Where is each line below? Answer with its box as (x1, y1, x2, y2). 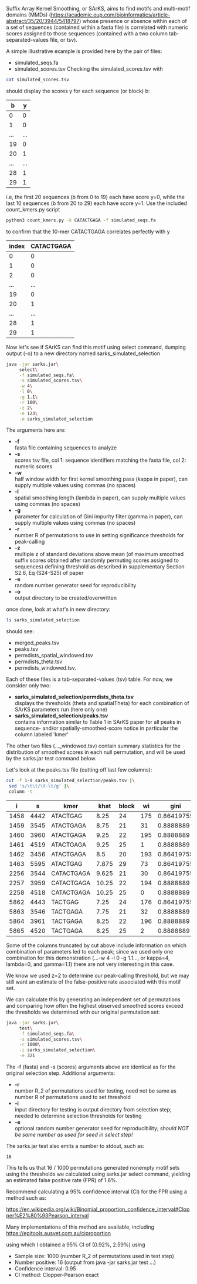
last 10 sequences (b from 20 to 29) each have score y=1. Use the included (6, 200, 188, 207)
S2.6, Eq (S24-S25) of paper (14, 570, 84, 577)
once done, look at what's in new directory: (6, 606, 111, 613)
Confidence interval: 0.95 (14, 1265, 76, 1272)
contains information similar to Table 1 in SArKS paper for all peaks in (14, 719, 182, 726)
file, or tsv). (49, 37, 78, 43)
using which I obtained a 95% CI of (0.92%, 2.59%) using (6, 1241, 145, 1248)
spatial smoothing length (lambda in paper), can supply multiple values (14, 494, 186, 501)
